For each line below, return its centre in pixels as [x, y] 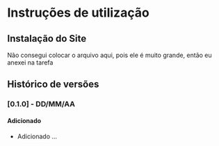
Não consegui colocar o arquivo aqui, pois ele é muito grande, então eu [109, 55]
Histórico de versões [53, 84]
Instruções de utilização [78, 13]
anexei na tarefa [30, 63]
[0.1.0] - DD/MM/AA [41, 104]
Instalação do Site [47, 39]
